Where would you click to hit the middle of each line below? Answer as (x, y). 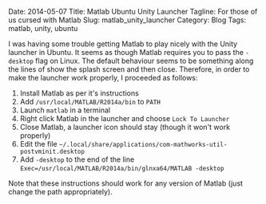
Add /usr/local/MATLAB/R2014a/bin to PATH (90, 102)
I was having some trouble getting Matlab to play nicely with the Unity (123, 44)
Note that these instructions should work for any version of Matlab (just (126, 183)
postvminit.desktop (52, 151)
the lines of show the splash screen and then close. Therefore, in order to (129, 69)
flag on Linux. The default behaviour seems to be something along (145, 61)
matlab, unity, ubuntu (43, 28)
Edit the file (38, 144)
